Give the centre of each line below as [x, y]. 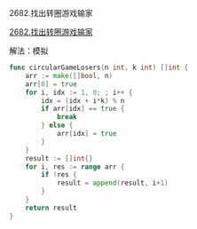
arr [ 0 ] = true [51, 84]
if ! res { [59, 175]
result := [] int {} [59, 158]
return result [51, 208]
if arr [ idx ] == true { [83, 109]
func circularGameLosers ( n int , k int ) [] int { [99, 67]
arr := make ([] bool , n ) [69, 75]
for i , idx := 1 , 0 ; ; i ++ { [79, 92]
